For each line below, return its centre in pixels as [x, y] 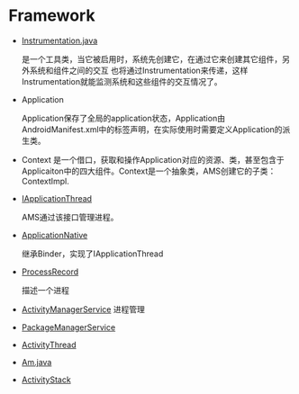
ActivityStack [46, 380]
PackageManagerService [68, 327]
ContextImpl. [45, 181]
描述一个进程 [45, 290]
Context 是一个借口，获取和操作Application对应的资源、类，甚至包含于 [153, 159]
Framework [52, 16]
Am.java [36, 362]
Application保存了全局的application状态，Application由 [123, 118]
